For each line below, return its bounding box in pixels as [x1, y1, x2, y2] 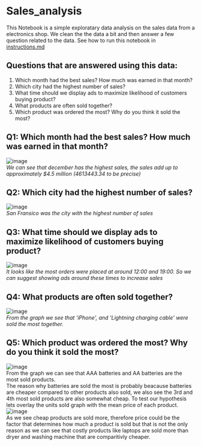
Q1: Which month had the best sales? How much [6, 132, 191, 142]
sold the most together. [6, 321, 64, 327]
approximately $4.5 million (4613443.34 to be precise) [6, 170, 141, 177]
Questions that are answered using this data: [6, 61, 178, 71]
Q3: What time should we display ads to [6, 227, 158, 237]
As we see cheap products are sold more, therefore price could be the [6, 414, 180, 421]
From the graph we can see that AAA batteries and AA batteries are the [6, 369, 182, 376]
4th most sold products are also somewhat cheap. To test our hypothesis [6, 394, 187, 402]
